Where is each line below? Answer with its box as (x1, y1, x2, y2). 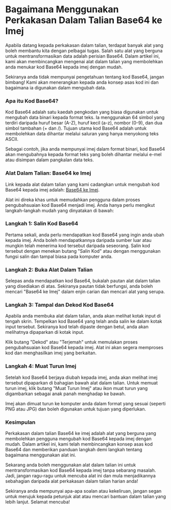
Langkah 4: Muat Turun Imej (5, 362, 77, 370)
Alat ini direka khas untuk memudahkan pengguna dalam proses (5, 197, 140, 203)
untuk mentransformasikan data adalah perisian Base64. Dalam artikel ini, (5, 53, 160, 59)
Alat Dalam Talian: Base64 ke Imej (5, 169, 91, 177)
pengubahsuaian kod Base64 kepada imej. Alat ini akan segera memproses (5, 345, 163, 351)
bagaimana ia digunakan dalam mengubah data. (5, 84, 106, 90)
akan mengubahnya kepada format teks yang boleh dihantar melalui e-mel (5, 152, 162, 158)
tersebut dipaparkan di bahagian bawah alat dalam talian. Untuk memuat (5, 379, 158, 386)
